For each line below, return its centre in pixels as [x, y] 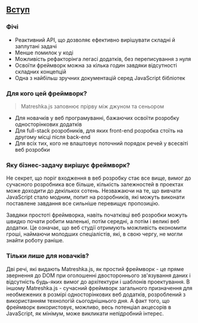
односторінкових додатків [48, 124]
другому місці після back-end [52, 137]
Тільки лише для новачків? [48, 256]
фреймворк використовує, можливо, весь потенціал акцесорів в [89, 307]
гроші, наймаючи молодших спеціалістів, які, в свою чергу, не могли [95, 234]
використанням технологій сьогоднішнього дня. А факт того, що [88, 300]
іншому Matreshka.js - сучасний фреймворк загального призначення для [99, 288]
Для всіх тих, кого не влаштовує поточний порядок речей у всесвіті [101, 143]
